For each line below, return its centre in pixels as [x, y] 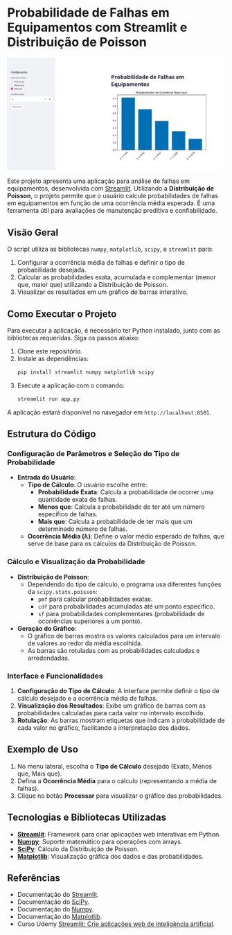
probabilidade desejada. [52, 270]
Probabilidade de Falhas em [88, 13]
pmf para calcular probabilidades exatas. [95, 599]
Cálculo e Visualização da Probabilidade [76, 561]
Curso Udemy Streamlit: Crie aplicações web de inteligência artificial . [116, 924]
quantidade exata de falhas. [78, 500]
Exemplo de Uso [43, 750]
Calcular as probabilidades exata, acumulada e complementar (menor [116, 277]
